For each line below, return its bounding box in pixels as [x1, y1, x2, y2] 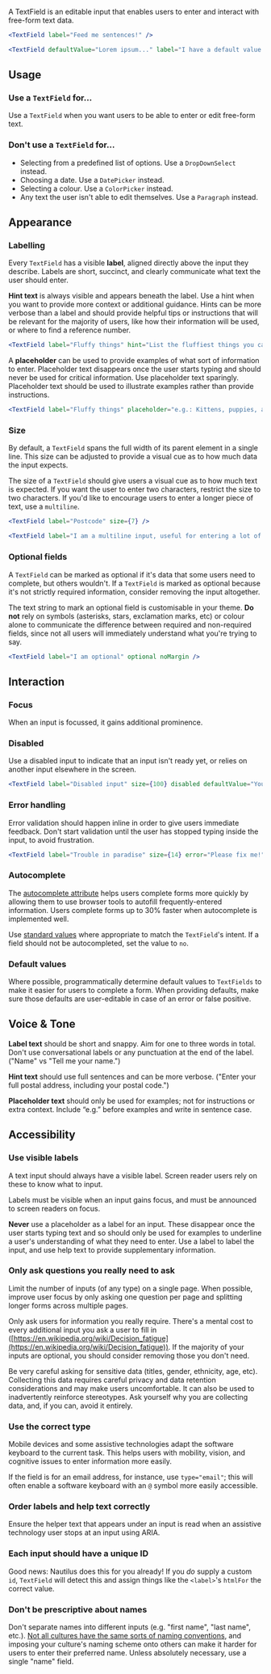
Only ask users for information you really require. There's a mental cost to [8, 1316, 254, 1325]
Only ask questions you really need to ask [8, 1265, 176, 1276]
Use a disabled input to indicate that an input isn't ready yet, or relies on [8, 756, 248, 766]
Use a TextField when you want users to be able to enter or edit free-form [8, 111, 256, 120]
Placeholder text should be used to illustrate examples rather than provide [8, 382, 254, 391]
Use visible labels [8, 1152, 79, 1164]
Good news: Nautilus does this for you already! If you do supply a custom [8, 1566, 252, 1576]
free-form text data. [8, 15, 74, 25]
